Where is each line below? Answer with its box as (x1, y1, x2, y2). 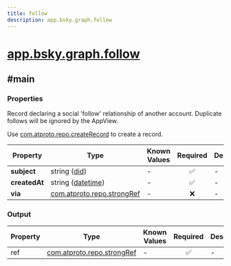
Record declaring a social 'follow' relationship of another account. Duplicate (7, 109, 222, 118)
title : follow (7, 10, 48, 17)
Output (7, 210, 32, 219)
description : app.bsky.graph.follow (7, 16, 112, 23)
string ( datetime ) (50, 178, 105, 188)
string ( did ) (50, 166, 87, 176)
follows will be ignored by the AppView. (7, 117, 119, 125)
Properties (7, 94, 43, 103)
